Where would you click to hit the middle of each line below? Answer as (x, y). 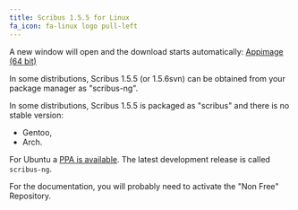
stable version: (37, 115)
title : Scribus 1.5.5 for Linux (69, 17)
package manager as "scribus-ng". (74, 88)
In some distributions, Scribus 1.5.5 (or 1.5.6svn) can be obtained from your (148, 78)
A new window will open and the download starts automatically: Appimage (146, 51)
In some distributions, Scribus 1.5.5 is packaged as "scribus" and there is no (149, 105)
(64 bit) (23, 61)
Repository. (30, 196)
